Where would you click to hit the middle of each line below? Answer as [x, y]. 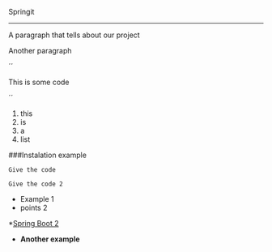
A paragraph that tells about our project [74, 35]
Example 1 [37, 199]
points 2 [34, 207]
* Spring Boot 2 [34, 223]
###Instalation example [48, 155]
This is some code [39, 82]
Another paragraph [40, 51]
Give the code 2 [36, 184]
